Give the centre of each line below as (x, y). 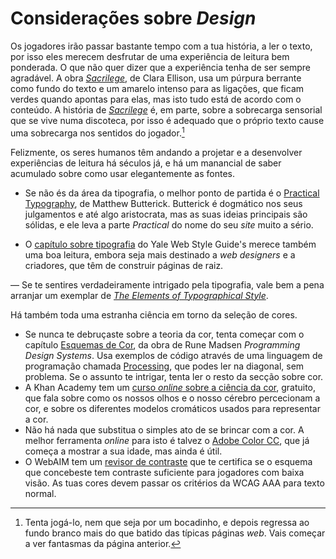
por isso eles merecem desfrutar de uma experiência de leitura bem (150, 56)
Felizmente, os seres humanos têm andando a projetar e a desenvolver (156, 152)
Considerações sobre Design (133, 18)
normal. (40, 493)
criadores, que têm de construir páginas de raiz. (124, 265)
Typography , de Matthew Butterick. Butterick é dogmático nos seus (163, 203)
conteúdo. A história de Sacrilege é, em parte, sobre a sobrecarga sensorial (166, 109)
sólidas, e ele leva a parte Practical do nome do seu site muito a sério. (169, 224)
